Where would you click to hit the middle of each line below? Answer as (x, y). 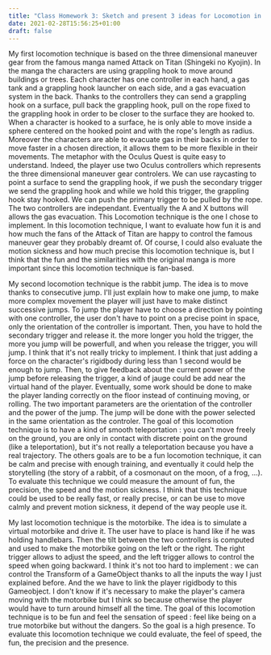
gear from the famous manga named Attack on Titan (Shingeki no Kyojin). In (134, 62)
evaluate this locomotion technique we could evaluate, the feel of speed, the (135, 634)
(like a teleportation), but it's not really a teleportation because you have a (131, 447)
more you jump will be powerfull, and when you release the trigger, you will (133, 344)
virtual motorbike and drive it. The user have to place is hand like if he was (132, 531)
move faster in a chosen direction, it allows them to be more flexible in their (133, 148)
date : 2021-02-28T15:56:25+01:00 (65, 23)
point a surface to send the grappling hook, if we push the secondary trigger (135, 183)
